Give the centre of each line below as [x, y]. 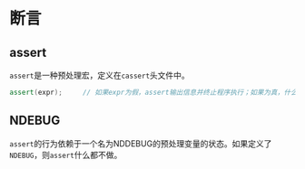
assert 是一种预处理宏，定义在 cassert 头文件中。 [100, 75]
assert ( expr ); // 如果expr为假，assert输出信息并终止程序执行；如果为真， [147, 92]
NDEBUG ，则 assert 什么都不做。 [66, 155]
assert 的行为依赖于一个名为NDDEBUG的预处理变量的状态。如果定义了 [141, 143]
